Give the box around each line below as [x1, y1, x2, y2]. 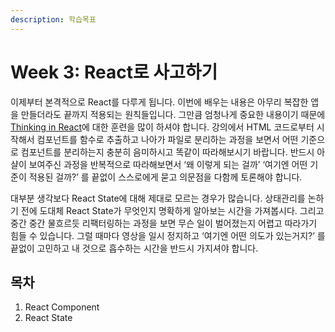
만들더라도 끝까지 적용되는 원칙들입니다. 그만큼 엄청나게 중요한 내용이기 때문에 [20, 108, 326, 120]
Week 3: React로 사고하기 [10, 61, 218, 83]
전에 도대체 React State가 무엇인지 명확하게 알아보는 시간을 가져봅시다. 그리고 [20, 204, 325, 216]
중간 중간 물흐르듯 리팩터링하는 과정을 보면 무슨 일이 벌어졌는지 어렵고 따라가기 [10, 217, 318, 229]
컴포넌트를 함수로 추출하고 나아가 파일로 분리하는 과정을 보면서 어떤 [36, 133, 299, 145]
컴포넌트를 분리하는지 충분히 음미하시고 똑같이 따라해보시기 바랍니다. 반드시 [20, 146, 315, 158]
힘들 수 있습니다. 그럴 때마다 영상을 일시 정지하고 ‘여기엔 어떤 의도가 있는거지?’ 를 [10, 229, 326, 241]
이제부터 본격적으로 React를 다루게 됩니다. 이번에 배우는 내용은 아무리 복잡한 [10, 96, 309, 108]
